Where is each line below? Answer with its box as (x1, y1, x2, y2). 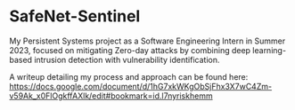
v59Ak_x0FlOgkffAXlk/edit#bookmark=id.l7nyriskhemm (9, 90, 213, 101)
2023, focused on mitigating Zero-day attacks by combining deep (9, 44, 251, 55)
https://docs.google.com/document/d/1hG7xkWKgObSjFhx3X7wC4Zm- (9, 81, 273, 91)
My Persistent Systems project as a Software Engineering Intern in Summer (9, 35, 286, 46)
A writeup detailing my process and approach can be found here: (9, 71, 249, 82)
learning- (252, 44, 287, 55)
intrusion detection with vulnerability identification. (34, 54, 220, 65)
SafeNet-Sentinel (9, 6, 141, 27)
